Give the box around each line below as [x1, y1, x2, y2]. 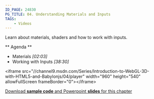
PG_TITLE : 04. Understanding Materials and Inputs [5, 12, 111, 17]
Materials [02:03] [12, 54, 48, 60]
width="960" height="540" [85, 73, 141, 79]
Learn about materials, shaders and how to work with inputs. [5, 34, 128, 40]
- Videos [14, 21, 32, 26]
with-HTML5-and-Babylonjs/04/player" [5, 73, 85, 79]
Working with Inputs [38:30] [12, 59, 69, 65]
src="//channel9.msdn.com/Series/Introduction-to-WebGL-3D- [22, 68, 150, 74]
